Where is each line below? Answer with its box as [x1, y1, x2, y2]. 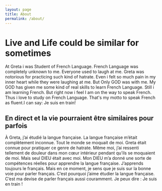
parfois [5, 121, 28, 130]
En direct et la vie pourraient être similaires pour [5, 114, 154, 122]
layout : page [5, 7, 32, 12]
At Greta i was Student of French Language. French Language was [5, 64, 139, 70]
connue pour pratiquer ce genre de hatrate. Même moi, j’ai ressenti [5, 145, 140, 151]
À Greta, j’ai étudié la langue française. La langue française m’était [5, 134, 138, 140]
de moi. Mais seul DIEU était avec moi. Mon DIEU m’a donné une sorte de [5, 155, 152, 161]
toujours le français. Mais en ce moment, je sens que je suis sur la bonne [5, 166, 151, 172]
